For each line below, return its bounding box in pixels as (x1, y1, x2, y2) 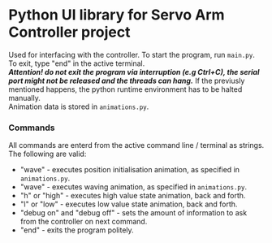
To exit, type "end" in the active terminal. (8, 59, 145, 68)
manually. (8, 93, 41, 102)
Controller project (8, 23, 131, 41)
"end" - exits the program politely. (19, 225, 134, 235)
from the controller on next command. (19, 217, 148, 227)
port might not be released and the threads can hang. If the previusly (8, 76, 245, 85)
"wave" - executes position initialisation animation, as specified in (19, 165, 240, 175)
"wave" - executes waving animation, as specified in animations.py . (19, 182, 248, 192)
